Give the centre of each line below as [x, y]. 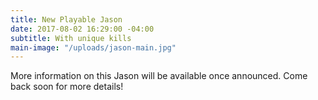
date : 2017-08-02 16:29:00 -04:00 [82, 29]
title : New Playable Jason [66, 19]
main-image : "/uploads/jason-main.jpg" [93, 47]
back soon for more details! [67, 87]
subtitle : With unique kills [71, 38]
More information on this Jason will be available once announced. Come [159, 76]
